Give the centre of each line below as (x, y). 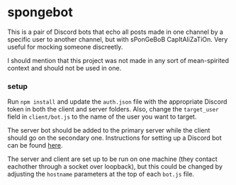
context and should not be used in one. (64, 68)
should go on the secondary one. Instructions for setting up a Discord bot (114, 138)
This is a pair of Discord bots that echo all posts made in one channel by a (115, 32)
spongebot (40, 12)
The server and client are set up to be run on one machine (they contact (112, 159)
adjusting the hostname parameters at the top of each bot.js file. (101, 174)
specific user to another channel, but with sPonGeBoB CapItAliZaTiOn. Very (118, 39)
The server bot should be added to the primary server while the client (109, 131)
